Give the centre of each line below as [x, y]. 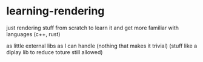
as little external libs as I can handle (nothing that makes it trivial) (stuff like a [102, 46]
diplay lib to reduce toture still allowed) [55, 52]
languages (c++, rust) [33, 34]
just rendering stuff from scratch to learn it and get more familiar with [93, 28]
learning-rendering [55, 11]
